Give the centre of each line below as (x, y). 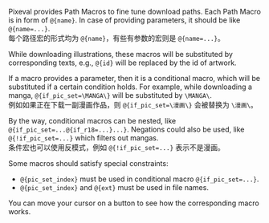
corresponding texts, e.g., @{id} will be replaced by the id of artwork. (122, 63)
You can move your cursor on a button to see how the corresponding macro (134, 203)
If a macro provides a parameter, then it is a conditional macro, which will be (134, 78)
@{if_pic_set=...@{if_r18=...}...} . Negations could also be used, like (126, 129)
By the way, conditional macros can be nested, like (92, 121)
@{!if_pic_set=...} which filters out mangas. (84, 138)
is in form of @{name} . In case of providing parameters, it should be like (124, 20)
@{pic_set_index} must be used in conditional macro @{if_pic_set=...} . (139, 179)
